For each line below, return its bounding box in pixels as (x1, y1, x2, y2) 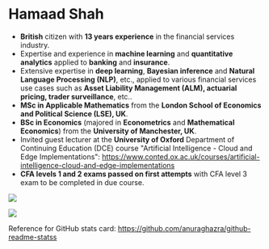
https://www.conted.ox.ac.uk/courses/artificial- (102, 151, 260, 162)
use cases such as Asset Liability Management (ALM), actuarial (19, 82, 237, 93)
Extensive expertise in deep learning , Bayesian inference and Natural (19, 65, 255, 75)
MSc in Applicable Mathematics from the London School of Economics (19, 100, 262, 110)
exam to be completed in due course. (19, 177, 145, 187)
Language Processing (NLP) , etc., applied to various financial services (19, 74, 257, 84)
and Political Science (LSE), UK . (19, 108, 128, 118)
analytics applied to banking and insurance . (19, 57, 170, 67)
